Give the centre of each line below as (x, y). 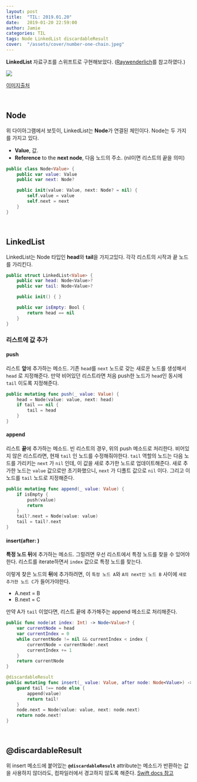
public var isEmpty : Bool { (51, 308)
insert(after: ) (23, 540)
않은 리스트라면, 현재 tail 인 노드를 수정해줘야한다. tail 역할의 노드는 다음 (98, 456)
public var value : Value (47, 174)
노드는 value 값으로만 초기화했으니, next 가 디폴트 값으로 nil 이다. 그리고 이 (103, 470)
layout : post (22, 11)
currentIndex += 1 (50, 650)
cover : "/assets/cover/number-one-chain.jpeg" (65, 45)
